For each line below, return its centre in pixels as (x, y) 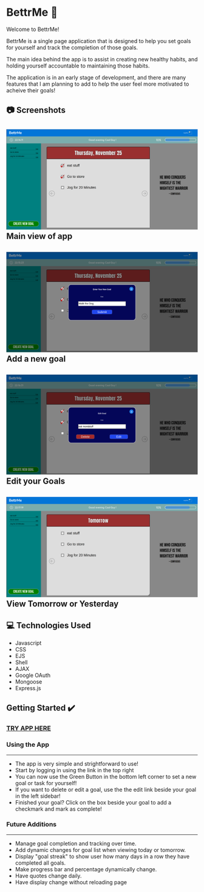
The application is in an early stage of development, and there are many (96, 77)
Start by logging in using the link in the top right (74, 770)
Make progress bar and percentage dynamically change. (86, 869)
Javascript (28, 643)
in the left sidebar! (38, 796)
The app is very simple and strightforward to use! (76, 763)
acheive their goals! (31, 90)
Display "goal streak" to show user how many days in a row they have (102, 856)
